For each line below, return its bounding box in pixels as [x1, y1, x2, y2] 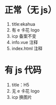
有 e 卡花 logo [11, 27, 40, 33]
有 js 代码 [4, 65, 42, 76]
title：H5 [11, 82, 30, 88]
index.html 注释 [11, 45, 43, 51]
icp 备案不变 [11, 33, 37, 39]
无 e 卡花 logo [11, 88, 40, 94]
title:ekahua [11, 21, 36, 27]
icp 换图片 [11, 94, 32, 100]
